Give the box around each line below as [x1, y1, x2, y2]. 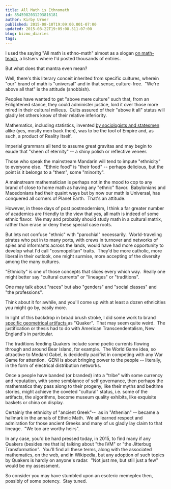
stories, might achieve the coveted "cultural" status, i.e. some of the [5, 388, 148, 394]
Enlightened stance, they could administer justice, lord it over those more [5, 101, 159, 107]
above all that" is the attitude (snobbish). [5, 86, 91, 92]
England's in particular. [5, 331, 53, 337]
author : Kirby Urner [5, 17, 49, 22]
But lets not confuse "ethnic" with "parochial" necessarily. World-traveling [5, 231, 162, 238]
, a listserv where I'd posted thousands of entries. [17, 55, 121, 61]
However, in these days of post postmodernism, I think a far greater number [5, 205, 164, 211]
